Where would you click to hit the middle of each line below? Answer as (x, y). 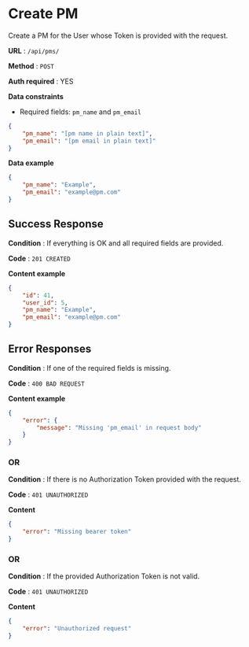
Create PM (43, 14)
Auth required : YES (41, 81)
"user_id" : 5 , (45, 303)
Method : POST (31, 66)
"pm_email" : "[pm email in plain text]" (89, 141)
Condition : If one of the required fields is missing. (90, 368)
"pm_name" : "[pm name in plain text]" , (88, 133)
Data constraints (36, 96)
